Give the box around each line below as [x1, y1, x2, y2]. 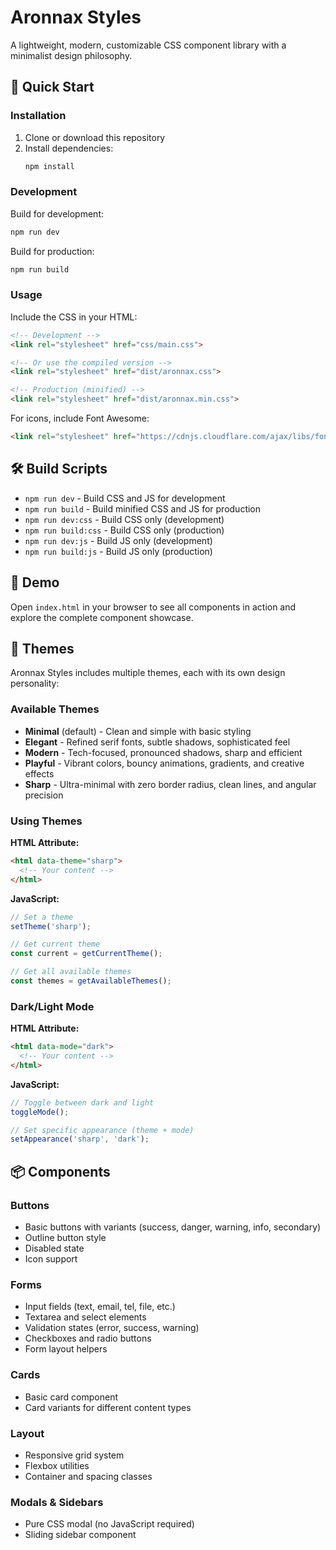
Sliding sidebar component [24, 1529, 137, 1541]
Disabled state [24, 1242, 85, 1254]
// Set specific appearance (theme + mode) [10, 1125, 195, 1135]
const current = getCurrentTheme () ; [10, 949, 163, 959]
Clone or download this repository [24, 131, 166, 143]
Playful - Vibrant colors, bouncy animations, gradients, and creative [24, 757, 305, 769]
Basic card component [24, 1391, 118, 1403]
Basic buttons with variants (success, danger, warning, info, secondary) [24, 1221, 322, 1233]
